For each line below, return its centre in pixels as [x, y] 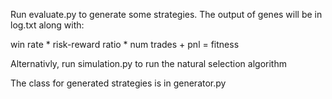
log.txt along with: [47, 25]
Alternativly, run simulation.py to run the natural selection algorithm [148, 63]
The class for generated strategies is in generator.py [118, 83]
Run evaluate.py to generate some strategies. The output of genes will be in [166, 14]
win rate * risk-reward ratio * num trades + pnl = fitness [125, 44]
